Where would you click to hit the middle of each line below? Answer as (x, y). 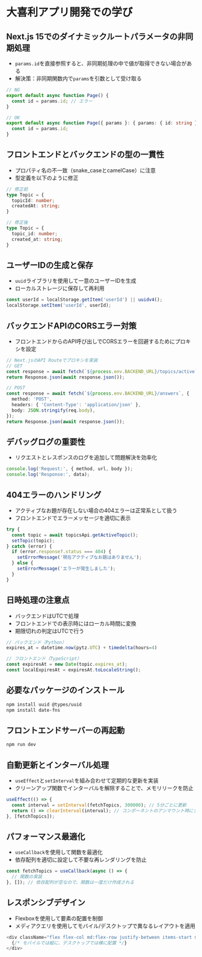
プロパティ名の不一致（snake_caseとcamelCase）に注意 (85, 170)
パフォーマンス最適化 (46, 836)
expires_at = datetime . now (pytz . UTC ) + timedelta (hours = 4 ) (82, 648)
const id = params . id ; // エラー (52, 101)
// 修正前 (17, 189)
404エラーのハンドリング (54, 495)
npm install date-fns (33, 710)
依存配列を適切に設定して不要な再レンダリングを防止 (81, 860)
